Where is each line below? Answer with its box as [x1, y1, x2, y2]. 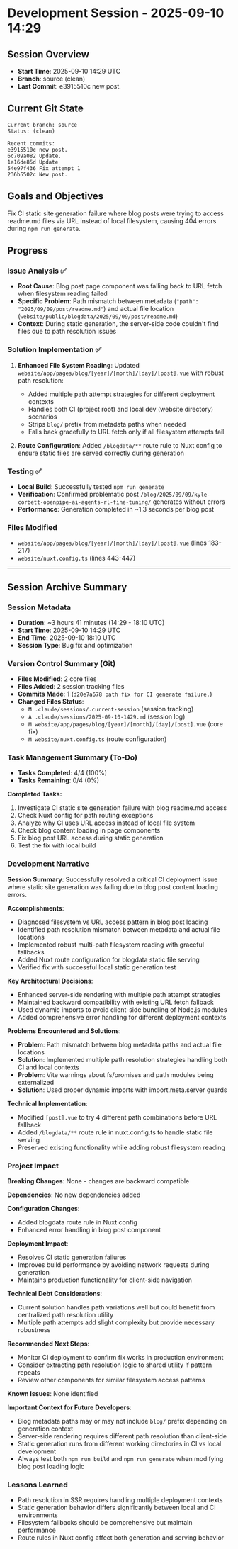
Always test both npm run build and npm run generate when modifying [17, 1455, 224, 1463]
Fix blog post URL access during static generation [17, 834, 164, 843]
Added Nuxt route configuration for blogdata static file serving [17, 955, 200, 964]
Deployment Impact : [7, 1239, 69, 1248]
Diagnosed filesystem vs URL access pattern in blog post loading [17, 918, 208, 926]
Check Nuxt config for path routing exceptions [17, 811, 154, 820]
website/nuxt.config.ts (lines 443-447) [17, 554, 136, 563]
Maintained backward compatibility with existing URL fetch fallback [17, 998, 214, 1006]
